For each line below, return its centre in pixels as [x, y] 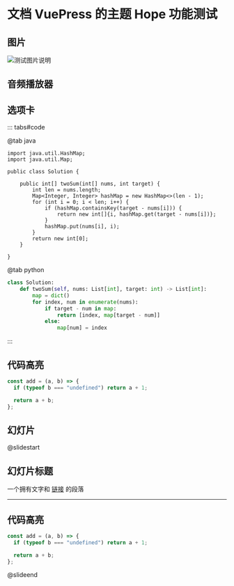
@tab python [26, 270]
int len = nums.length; [67, 190]
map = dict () [51, 295]
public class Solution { [43, 172]
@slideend [23, 575]
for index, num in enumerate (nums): [85, 302]
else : [52, 322]
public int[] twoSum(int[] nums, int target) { [90, 184]
